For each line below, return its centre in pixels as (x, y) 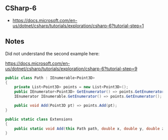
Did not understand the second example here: (52, 53)
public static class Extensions (39, 119)
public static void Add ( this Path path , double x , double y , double (87, 128)
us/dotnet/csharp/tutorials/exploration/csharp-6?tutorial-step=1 (78, 26)
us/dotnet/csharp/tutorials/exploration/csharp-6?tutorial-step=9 (71, 68)
